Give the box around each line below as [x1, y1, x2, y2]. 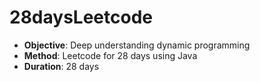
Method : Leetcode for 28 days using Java [23, 49, 198, 61]
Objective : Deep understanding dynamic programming [23, 39, 251, 51]
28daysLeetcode [9, 6, 153, 29]
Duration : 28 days [23, 60, 100, 72]
